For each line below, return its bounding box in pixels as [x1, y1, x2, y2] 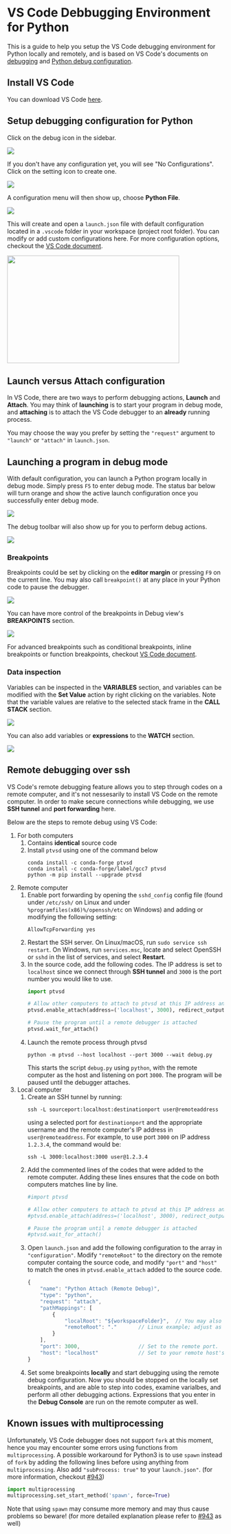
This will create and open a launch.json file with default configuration [7, 219, 204, 228]
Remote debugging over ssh [7, 764, 131, 776]
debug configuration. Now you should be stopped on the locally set [27, 1376, 219, 1384]
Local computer [16, 1085, 62, 1094]
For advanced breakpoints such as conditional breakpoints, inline [7, 643, 192, 651]
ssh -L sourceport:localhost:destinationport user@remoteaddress [27, 1106, 219, 1113]
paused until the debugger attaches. [27, 1078, 131, 1086]
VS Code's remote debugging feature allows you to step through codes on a [7, 782, 223, 790]
